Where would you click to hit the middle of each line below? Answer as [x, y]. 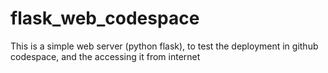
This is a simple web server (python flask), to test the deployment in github [164, 46]
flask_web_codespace [105, 18]
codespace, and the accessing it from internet [105, 56]
